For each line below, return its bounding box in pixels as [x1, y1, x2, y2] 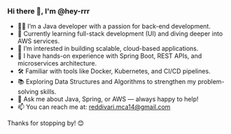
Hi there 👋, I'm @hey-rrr [7, 6, 90, 16]
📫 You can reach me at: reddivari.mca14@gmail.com [17, 103, 171, 111]
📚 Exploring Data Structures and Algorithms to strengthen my [17, 77, 197, 86]
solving [17, 87, 39, 96]
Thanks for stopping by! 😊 [7, 119, 85, 128]
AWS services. [17, 37, 60, 45]
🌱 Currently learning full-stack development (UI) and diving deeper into [17, 29, 223, 38]
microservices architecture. [17, 59, 97, 68]
